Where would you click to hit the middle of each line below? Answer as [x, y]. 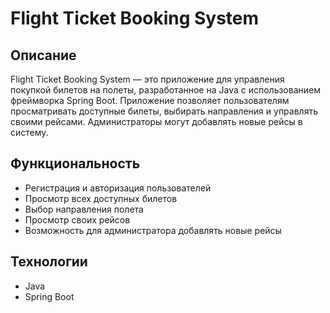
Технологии [49, 262]
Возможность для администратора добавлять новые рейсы [153, 230]
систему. [29, 132]
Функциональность [75, 163]
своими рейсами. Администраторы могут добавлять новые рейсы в [156, 121]
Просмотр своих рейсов [77, 219]
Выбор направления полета [84, 209]
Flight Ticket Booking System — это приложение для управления [147, 79]
